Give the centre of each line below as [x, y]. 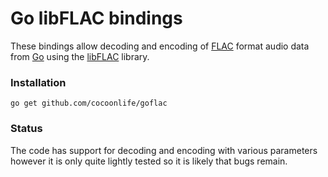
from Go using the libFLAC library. [80, 56]
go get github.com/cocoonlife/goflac [89, 103]
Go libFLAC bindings [96, 18]
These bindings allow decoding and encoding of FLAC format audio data [160, 46]
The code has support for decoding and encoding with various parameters [164, 150]
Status [26, 129]
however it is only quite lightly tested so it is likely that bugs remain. [149, 161]
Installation [38, 82]
